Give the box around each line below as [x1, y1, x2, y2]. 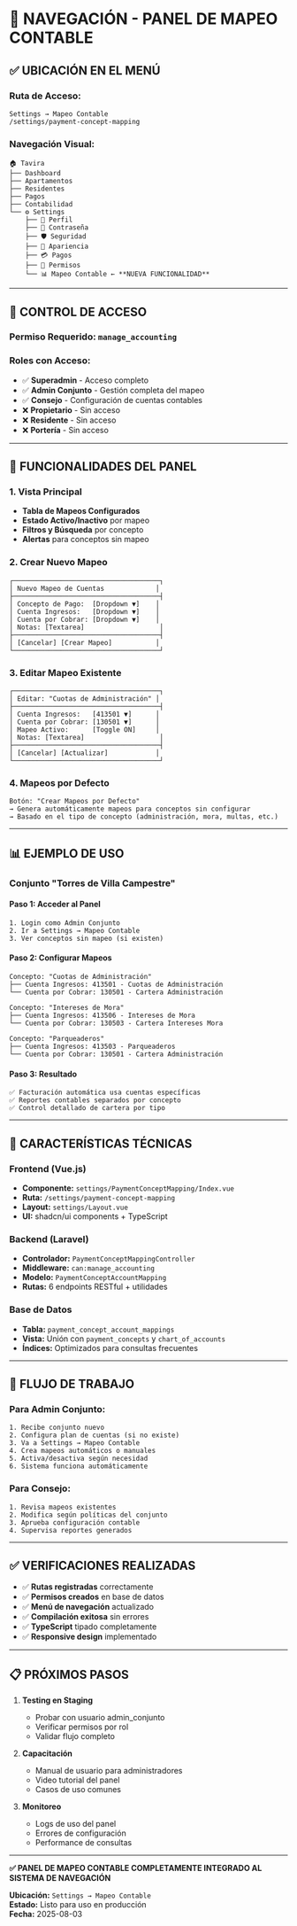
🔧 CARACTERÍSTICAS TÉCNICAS [9, 1136, 193, 1151]
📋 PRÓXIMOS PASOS [9, 1666, 130, 1682]
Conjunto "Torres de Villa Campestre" [9, 877, 176, 889]
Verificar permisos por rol [34, 1721, 129, 1732]
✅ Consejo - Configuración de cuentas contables [21, 394, 203, 405]
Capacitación [21, 1748, 73, 1759]
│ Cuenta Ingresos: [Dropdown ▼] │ [9, 607, 161, 616]
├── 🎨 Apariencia [25, 242, 89, 252]
